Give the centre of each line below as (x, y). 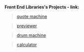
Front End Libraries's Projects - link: (42, 7)
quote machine (32, 16)
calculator (27, 45)
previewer (27, 26)
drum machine (31, 35)
